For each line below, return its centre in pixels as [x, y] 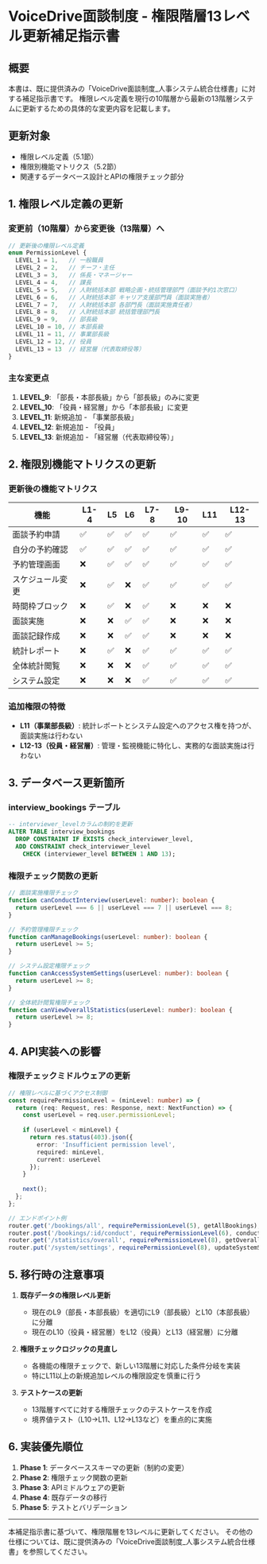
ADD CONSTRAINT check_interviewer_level [83, 847]
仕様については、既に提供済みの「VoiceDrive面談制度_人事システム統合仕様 [132, 1541]
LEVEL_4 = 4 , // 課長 [54, 282]
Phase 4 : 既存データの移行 [63, 1497]
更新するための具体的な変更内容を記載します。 [98, 109]
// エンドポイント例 [37, 1218]
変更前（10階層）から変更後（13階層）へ [86, 229]
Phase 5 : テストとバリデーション [74, 1507]
